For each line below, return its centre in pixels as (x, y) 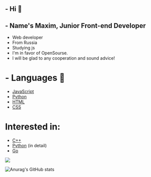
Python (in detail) (30, 146)
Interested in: (33, 127)
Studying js (23, 48)
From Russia (25, 43)
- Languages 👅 (35, 78)
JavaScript (23, 91)
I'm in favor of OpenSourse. (40, 53)
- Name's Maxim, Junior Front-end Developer (75, 26)
